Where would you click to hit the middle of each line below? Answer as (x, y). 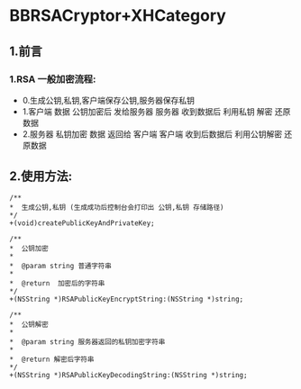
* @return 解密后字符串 (52, 359)
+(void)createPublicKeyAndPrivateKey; (82, 223)
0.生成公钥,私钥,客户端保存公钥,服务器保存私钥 (109, 100)
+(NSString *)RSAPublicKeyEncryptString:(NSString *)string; (127, 299)
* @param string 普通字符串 (61, 266)
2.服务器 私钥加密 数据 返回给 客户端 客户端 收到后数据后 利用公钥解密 (152, 134)
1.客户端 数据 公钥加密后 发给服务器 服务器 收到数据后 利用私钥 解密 (147, 111)
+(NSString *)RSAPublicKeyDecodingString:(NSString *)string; (128, 375)
